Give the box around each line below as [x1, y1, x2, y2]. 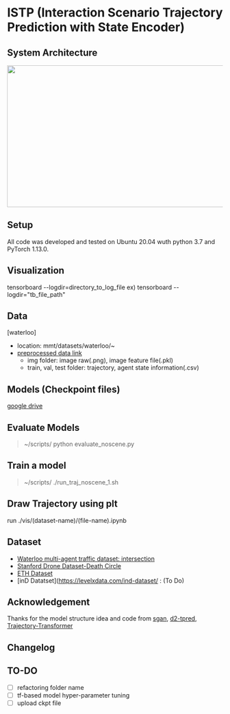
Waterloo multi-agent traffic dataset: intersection [16, 555, 155, 563]
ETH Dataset [16, 569, 53, 577]
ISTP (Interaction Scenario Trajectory [7, 5, 223, 21]
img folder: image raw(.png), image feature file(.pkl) [27, 356, 173, 365]
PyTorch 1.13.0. [7, 245, 49, 253]
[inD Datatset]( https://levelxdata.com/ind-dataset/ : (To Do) [16, 576, 185, 585]
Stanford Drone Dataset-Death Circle [16, 561, 122, 570]
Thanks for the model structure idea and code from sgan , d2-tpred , [7, 614, 197, 623]
